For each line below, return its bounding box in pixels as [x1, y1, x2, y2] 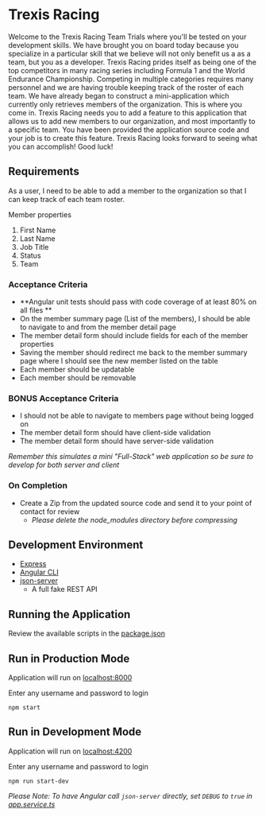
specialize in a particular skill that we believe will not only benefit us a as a [8, 49, 252, 58]
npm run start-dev [8, 777, 69, 785]
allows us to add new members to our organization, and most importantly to [8, 116, 256, 126]
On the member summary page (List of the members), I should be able [19, 314, 251, 324]
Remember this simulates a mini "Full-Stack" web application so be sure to [8, 452, 254, 461]
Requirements [8, 165, 79, 178]
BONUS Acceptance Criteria [8, 392, 119, 403]
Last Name [19, 233, 56, 243]
